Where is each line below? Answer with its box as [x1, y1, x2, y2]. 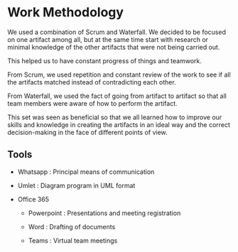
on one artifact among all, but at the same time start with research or [7, 35, 208, 43]
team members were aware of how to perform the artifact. [7, 99, 178, 107]
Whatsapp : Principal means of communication [17, 168, 155, 176]
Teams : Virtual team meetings [28, 236, 118, 245]
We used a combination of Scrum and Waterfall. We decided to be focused [7, 28, 226, 36]
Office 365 [17, 195, 50, 203]
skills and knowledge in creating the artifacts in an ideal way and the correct [7, 120, 231, 128]
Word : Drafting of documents [28, 222, 116, 231]
